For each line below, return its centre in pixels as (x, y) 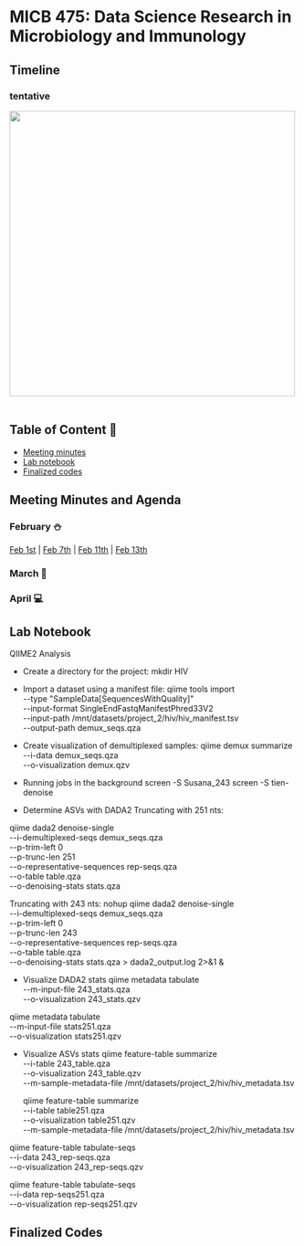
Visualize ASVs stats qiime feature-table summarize (120, 1054)
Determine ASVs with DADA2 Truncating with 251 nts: (123, 810)
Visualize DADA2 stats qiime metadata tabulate (111, 980)
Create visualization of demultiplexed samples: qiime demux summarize (157, 745)
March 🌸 (28, 574)
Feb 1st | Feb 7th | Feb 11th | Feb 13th (79, 550)
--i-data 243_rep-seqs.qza (60, 1157)
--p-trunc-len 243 (43, 933)
